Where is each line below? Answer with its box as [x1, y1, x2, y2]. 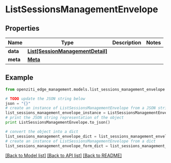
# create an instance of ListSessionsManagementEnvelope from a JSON [5, 106, 156, 111]
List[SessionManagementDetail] [27, 48, 108, 55]
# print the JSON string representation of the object [5, 115, 124, 121]
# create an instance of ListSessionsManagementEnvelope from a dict [5, 138, 156, 144]
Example [5, 73, 34, 82]
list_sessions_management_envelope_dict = [5, 134, 97, 139]
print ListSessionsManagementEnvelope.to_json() [5, 120, 110, 125]
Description [112, 39, 141, 46]
